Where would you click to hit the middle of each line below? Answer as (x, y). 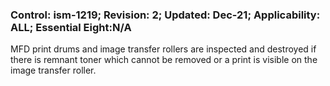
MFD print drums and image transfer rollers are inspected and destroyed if (163, 49)
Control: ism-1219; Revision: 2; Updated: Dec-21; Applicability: (165, 15)
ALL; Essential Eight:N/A (71, 27)
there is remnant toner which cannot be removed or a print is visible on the (164, 60)
